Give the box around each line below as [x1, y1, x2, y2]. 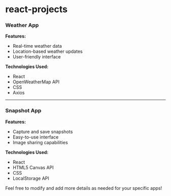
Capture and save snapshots [12, 128, 73, 135]
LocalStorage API [12, 175, 49, 181]
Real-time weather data [12, 43, 62, 49]
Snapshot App [5, 107, 42, 114]
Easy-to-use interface [12, 134, 59, 140]
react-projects [5, 4, 68, 15]
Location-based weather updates [12, 48, 83, 54]
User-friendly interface [12, 54, 61, 60]
